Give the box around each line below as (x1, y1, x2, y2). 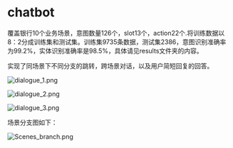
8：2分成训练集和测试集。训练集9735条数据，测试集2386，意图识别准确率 (7, 37, 227, 46)
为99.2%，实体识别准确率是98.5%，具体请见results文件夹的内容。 (7, 46, 203, 55)
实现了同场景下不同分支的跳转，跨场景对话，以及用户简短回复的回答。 (7, 61, 214, 70)
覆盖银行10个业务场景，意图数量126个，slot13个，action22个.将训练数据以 (7, 28, 225, 37)
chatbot (7, 4, 55, 21)
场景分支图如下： (7, 118, 58, 127)
